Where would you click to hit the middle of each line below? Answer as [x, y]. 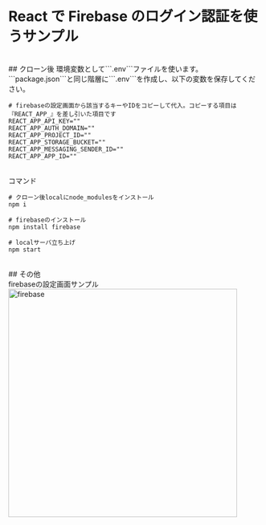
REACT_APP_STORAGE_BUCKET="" [57, 142]
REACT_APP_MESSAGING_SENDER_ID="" [66, 149]
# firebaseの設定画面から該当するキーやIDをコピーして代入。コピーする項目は [123, 105]
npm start [25, 250]
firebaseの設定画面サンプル [53, 284]
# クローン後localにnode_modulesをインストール [81, 197]
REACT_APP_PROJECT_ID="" [50, 135]
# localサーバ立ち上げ [42, 242]
